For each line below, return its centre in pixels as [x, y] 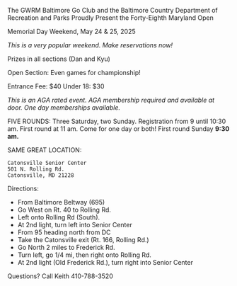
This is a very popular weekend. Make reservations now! [90, 45]
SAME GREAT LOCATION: [45, 150]
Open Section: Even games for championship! [74, 73]
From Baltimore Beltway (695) [61, 202]
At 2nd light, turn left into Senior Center [75, 225]
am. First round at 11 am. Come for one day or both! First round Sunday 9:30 [118, 129]
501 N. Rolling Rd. [36, 169]
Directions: [23, 188]
